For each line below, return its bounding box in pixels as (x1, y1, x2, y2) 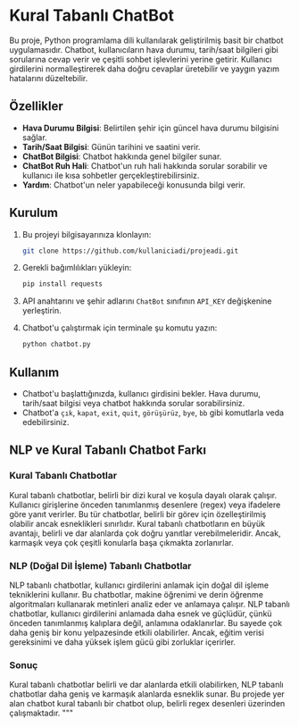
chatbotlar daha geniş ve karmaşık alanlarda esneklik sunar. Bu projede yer (9, 689, 286, 699)
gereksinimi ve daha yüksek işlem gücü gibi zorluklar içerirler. (9, 636, 237, 648)
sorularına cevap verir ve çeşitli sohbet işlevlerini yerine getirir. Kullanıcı (9, 54, 272, 64)
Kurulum (9, 205, 59, 221)
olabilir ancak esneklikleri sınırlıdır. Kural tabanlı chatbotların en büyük (9, 518, 266, 529)
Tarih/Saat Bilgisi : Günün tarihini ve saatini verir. (21, 141, 201, 152)
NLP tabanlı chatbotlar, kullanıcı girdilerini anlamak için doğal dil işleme (9, 580, 270, 590)
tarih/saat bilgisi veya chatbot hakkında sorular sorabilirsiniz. (21, 398, 245, 408)
